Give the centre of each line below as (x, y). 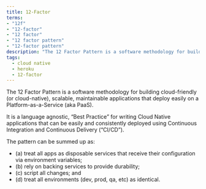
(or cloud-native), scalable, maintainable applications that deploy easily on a (103, 98)
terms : (15, 18)
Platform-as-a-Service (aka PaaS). (50, 105)
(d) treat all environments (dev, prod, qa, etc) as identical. (88, 180)
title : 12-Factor (29, 12)
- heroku (23, 69)
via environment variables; (49, 160)
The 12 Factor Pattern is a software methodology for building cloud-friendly (102, 92)
